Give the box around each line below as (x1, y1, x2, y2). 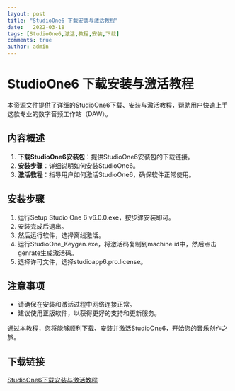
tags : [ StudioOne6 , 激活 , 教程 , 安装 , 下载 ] (7, 30, 120, 38)
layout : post (7, 10, 46, 18)
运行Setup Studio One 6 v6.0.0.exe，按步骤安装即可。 (17, 213, 175, 222)
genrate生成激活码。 (17, 249, 78, 257)
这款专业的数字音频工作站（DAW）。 (7, 109, 112, 118)
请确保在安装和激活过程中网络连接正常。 (17, 300, 136, 309)
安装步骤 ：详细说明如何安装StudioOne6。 (17, 161, 139, 170)
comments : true (7, 37, 52, 44)
